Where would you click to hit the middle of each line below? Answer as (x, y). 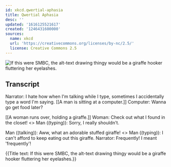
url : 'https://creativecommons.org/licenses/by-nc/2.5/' (72, 44)
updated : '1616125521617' (33, 24)
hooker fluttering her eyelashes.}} (41, 159)
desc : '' (15, 19)
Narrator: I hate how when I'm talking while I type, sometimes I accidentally (85, 97)
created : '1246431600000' (33, 29)
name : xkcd (22, 39)
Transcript (22, 84)
